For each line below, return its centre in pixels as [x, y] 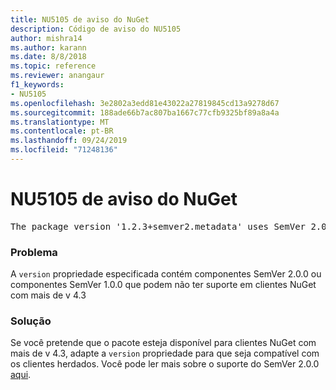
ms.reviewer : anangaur [57, 76]
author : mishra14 [46, 38]
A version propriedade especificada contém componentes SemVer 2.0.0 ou [166, 274]
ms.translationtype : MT [60, 122]
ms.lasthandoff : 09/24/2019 [69, 141]
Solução [31, 321]
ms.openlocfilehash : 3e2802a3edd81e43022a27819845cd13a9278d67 [145, 103]
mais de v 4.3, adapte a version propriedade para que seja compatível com [165, 353]
